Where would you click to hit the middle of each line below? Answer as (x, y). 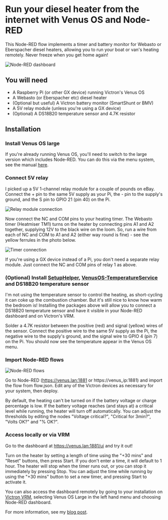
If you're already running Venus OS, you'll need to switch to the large (76, 154)
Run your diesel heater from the (72, 9)
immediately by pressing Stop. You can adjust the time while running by (79, 471)
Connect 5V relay (27, 178)
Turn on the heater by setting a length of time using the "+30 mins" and (79, 455)
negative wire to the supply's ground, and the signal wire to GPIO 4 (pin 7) (81, 336)
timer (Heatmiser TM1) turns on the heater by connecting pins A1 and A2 (79, 224)
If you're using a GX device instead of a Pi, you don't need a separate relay (82, 259)
